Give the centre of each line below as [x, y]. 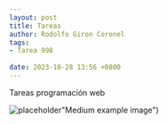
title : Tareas [36, 26]
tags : [19, 42]
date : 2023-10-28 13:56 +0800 [65, 68]
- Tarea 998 [31, 51]
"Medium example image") [111, 110]
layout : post [33, 17]
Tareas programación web [57, 92]
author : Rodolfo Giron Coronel [67, 34]
